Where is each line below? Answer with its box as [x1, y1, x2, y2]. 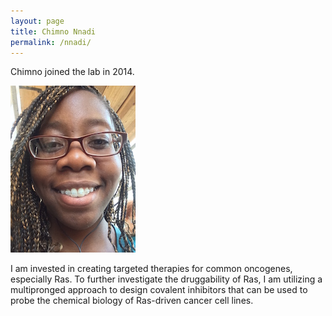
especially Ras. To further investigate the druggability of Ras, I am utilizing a [10, 273, 323, 285]
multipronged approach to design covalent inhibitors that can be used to [10, 284, 308, 296]
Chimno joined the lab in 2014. [10, 66, 135, 78]
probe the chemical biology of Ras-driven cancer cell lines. [10, 295, 254, 307]
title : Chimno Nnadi [10, 26, 97, 37]
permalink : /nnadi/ [10, 37, 92, 47]
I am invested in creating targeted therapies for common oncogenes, [10, 263, 293, 275]
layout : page [10, 16, 65, 26]
